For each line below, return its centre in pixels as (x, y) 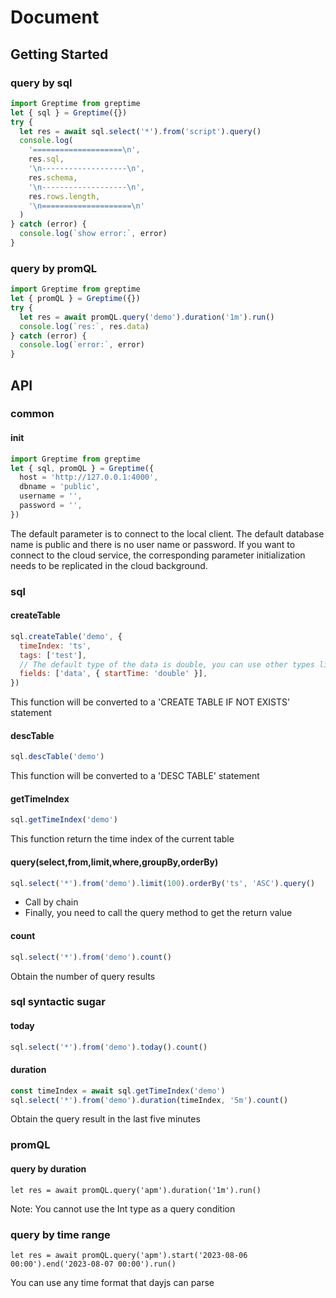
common (32, 414)
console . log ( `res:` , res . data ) (84, 326)
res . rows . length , (64, 196)
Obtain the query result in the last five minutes (105, 1119)
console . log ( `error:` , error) (82, 345)
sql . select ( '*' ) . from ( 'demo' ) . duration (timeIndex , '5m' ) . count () (149, 1100)
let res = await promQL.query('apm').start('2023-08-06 (129, 1255)
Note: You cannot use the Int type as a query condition (123, 1208)
